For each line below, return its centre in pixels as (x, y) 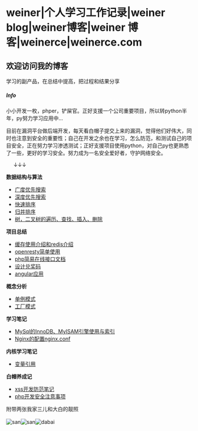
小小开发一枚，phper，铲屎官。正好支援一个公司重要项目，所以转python (94, 111)
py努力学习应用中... (40, 118)
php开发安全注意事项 (40, 396)
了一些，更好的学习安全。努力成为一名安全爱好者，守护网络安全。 (86, 153)
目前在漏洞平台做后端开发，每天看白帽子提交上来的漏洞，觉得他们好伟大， (96, 131)
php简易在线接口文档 (40, 259)
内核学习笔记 (22, 351)
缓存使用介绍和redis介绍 (44, 244)
